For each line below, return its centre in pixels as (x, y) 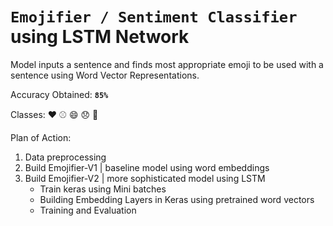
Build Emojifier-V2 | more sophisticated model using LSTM (145, 178)
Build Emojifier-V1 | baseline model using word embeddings (147, 167)
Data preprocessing (65, 157)
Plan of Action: (41, 137)
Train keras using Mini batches (103, 189)
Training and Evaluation (88, 210)
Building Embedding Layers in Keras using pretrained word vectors (177, 199)
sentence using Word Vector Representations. (105, 75)
